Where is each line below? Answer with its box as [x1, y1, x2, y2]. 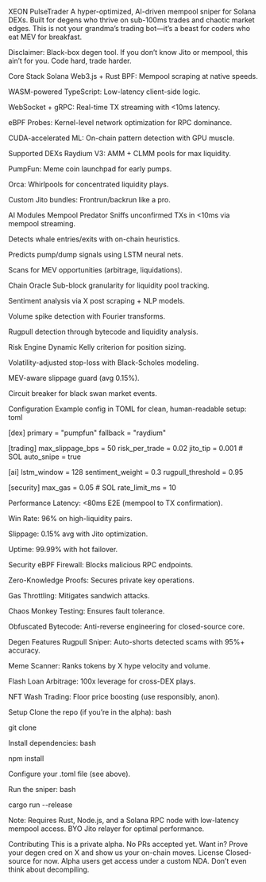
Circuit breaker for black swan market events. [8, 389, 157, 398]
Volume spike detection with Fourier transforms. [8, 312, 166, 321]
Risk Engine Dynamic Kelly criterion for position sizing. [8, 343, 187, 351]
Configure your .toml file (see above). [8, 769, 131, 778]
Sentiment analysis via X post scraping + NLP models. [8, 296, 185, 305]
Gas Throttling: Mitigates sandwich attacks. [8, 591, 150, 600]
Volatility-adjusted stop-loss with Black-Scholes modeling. [8, 358, 199, 367]
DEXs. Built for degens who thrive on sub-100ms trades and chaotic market [8, 15, 256, 25]
